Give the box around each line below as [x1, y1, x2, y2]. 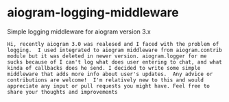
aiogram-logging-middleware [7, 5, 180, 21]
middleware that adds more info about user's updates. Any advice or [7, 71, 213, 77]
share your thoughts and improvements [7, 88, 118, 95]
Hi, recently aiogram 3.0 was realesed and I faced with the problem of [7, 40, 219, 47]
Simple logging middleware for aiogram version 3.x [7, 27, 151, 36]
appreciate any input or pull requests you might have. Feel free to [7, 82, 210, 90]
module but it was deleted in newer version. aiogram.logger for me [7, 53, 207, 60]
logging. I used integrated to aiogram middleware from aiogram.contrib [7, 47, 223, 53]
